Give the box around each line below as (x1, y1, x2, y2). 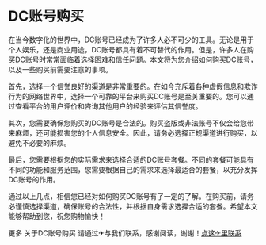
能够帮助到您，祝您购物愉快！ (8, 211, 105, 220)
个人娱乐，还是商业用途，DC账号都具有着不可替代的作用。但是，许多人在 (8, 44, 248, 54)
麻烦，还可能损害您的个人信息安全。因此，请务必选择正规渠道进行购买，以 (14, 128, 258, 137)
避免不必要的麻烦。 (8, 138, 71, 147)
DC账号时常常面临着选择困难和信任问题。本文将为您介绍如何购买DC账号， (14, 55, 257, 64)
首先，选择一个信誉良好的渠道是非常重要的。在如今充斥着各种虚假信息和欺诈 (8, 81, 258, 91)
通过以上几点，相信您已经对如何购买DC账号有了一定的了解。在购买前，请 (8, 191, 248, 201)
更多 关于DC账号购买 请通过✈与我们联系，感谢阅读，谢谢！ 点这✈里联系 (8, 228, 242, 238)
